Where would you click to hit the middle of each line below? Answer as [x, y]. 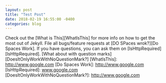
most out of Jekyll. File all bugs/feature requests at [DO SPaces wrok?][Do [82, 43]
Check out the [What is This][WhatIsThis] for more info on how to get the [80, 38]
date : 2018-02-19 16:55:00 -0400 [40, 19]
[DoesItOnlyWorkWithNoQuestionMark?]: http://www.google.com [72, 75]
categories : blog [23, 24]
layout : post [19, 10]
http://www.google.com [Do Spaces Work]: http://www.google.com [74, 64]
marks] [104, 54]
